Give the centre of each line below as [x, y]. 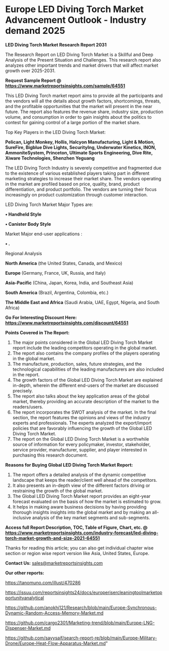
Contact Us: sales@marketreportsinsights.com [54, 563]
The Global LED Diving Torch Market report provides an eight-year [81, 496]
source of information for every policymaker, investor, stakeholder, [81, 444]
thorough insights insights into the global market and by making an [82, 512]
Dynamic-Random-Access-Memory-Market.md [54, 613]
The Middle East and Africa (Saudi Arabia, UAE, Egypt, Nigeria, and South [82, 302]
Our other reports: [25, 573]
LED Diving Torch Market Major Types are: [49, 204]
